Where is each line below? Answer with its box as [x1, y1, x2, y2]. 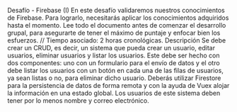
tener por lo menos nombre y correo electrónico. [7, 96, 150, 105]
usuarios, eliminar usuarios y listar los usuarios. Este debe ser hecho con [7, 51, 221, 60]
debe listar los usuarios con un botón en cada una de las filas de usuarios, [7, 67, 224, 74]
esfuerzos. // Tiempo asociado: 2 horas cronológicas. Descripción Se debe [7, 36, 226, 45]
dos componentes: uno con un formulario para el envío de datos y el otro [7, 59, 221, 67]
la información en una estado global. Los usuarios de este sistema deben [7, 89, 221, 97]
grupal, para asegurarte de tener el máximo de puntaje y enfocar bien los [7, 28, 221, 37]
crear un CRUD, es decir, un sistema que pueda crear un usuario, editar [7, 44, 216, 52]
